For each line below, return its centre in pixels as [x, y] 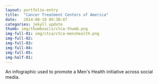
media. [13, 77]
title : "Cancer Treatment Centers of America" [57, 15]
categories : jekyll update [34, 24]
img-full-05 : [19, 52]
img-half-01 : [19, 57]
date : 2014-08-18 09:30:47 [36, 19]
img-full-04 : [19, 48]
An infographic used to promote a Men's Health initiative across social [79, 72]
